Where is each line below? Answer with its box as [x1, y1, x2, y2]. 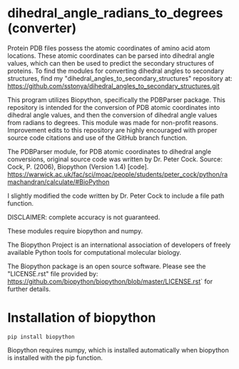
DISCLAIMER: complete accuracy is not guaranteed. [7, 213, 161, 221]
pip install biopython [7, 333, 75, 340]
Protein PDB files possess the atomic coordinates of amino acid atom [7, 44, 210, 52]
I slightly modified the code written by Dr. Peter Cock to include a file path [7, 191, 225, 200]
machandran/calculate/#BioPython [7, 177, 110, 186]
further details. [7, 284, 51, 293]
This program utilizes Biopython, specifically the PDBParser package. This [7, 95, 226, 104]
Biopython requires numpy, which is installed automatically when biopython [7, 345, 230, 354]
